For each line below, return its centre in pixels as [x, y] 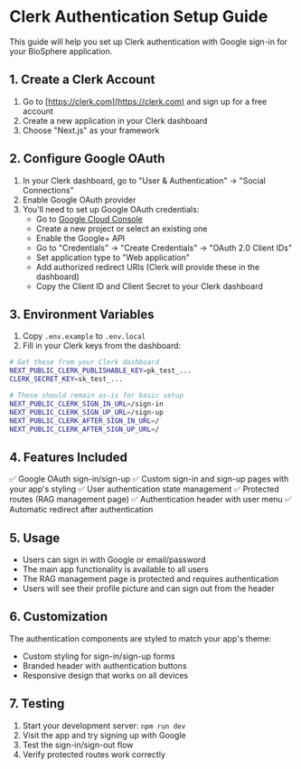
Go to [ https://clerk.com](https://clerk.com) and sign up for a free [145, 101]
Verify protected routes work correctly [94, 754]
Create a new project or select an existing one [122, 229]
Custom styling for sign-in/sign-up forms [99, 656]
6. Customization [59, 617]
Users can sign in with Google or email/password [114, 559]
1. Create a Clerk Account [82, 80]
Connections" [48, 190]
